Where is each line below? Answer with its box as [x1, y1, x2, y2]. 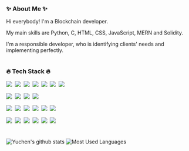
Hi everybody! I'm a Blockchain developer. [6, 18, 109, 25]
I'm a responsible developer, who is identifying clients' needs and [6, 40, 164, 48]
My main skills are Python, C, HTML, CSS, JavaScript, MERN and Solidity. [6, 29, 184, 36]
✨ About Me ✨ [6, 5, 48, 13]
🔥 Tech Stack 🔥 [6, 67, 51, 75]
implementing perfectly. [6, 47, 63, 54]
